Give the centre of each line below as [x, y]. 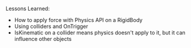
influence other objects [43, 39]
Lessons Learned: [28, 9]
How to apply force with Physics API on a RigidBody [78, 20]
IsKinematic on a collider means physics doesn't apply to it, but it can [100, 33]
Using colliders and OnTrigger [51, 26]
